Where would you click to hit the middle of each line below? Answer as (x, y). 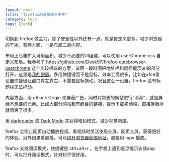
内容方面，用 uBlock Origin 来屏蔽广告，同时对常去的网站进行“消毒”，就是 (82, 98)
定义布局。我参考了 (25, 62)
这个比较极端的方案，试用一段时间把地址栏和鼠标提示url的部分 (96, 68)
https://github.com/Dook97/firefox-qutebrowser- (97, 62)
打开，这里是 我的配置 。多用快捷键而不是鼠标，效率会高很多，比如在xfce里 (82, 74)
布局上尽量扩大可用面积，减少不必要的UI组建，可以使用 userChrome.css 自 (83, 56)
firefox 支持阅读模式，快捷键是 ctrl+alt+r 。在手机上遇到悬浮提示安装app (80, 148)
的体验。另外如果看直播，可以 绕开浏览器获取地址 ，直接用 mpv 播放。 (77, 138)
